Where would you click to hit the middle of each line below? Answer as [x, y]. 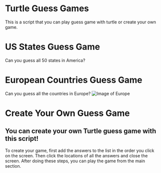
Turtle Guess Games [47, 9]
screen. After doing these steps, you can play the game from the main [75, 161]
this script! [22, 139]
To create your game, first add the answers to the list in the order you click [80, 150]
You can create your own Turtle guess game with [81, 131]
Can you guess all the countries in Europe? [48, 94]
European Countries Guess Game [74, 80]
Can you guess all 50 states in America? [45, 60]
